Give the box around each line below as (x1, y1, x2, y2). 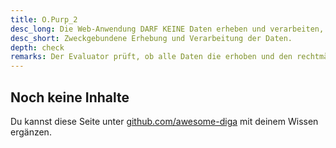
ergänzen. (10, 126, 52, 138)
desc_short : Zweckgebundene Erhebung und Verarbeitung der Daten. (10, 33, 293, 43)
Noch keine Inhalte (10, 89, 130, 106)
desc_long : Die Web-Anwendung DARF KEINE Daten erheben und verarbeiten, (10, 24, 325, 34)
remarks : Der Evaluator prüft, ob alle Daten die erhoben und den (10, 52, 293, 62)
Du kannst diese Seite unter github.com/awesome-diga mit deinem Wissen (10, 115, 319, 127)
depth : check (10, 42, 65, 53)
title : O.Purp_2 (10, 14, 78, 25)
